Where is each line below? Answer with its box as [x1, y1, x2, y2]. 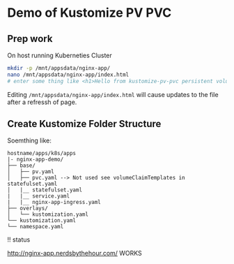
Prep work [7, 33, 53, 45]
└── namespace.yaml [7, 223, 64, 230]
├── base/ [7, 162, 36, 169]
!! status [7, 235, 31, 244]
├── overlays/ [7, 205, 49, 212]
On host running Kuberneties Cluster [7, 51, 113, 59]
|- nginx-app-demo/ [7, 156, 64, 163]
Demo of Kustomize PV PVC [7, 5, 172, 21]
